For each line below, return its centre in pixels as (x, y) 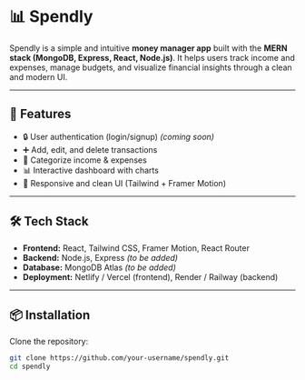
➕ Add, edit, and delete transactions (90, 149)
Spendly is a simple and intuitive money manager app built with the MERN (148, 48)
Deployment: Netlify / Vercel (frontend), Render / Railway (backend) (150, 276)
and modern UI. (39, 76)
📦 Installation (50, 315)
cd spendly (30, 367)
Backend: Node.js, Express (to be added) (100, 257)
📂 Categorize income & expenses (84, 160)
